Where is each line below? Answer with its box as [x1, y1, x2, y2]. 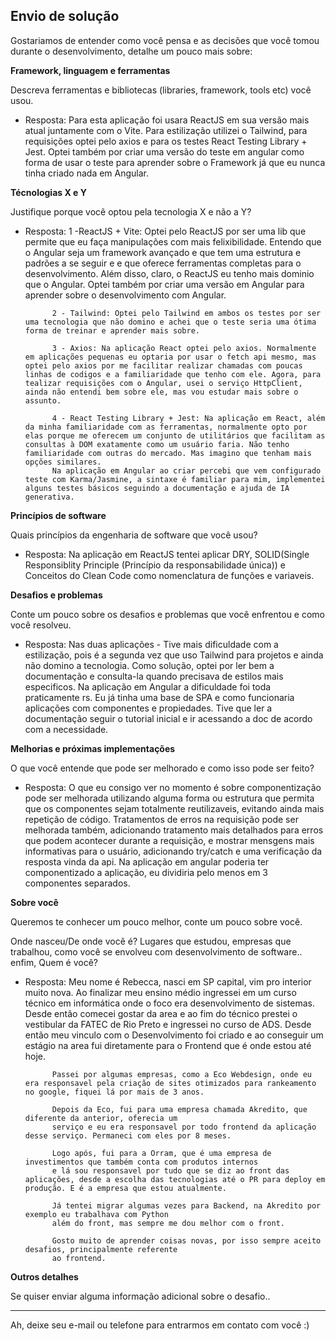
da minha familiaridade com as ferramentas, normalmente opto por [24, 422, 308, 432]
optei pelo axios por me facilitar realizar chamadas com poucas [24, 360, 303, 371]
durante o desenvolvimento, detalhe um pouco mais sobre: [10, 45, 253, 57]
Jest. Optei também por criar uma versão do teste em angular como [24, 145, 305, 158]
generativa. [24, 492, 75, 502]
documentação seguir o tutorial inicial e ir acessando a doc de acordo [24, 712, 313, 724]
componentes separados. [24, 877, 131, 889]
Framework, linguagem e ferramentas [10, 64, 171, 76]
